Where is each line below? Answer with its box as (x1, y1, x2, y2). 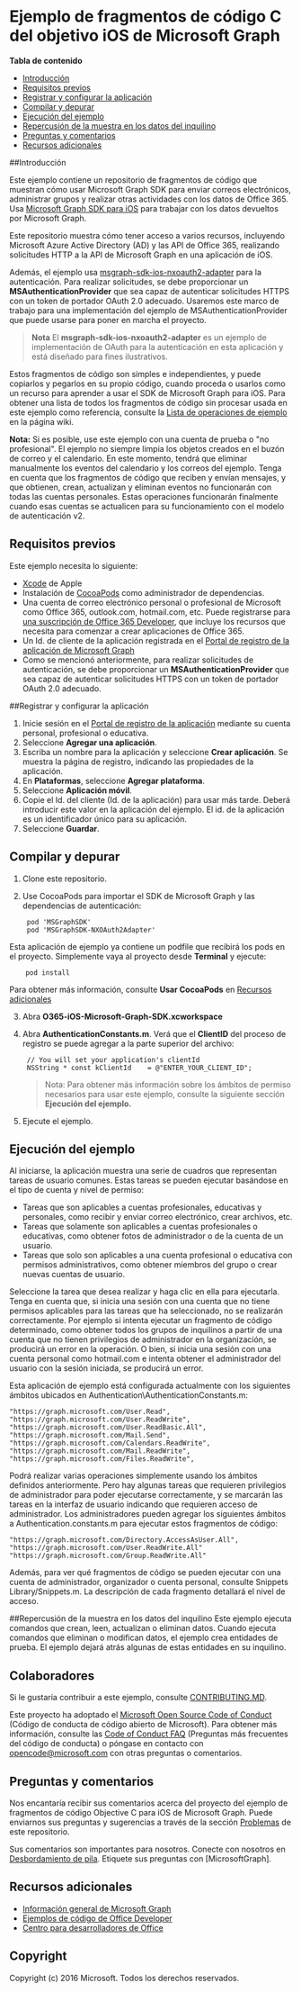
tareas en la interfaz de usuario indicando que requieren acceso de (9, 1499, 258, 1510)
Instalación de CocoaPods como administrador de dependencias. (22, 587, 265, 598)
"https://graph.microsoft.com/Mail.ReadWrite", (9, 1447, 191, 1456)
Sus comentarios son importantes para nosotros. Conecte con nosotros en (9, 1843, 286, 1854)
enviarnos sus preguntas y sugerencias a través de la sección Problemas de (9, 1816, 292, 1827)
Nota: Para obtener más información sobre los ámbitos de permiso (44, 1078, 292, 1090)
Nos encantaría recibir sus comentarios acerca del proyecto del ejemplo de (9, 1798, 288, 1808)
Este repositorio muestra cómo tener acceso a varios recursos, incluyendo (9, 230, 286, 240)
